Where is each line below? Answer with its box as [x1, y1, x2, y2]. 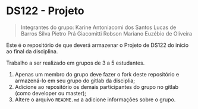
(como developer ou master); [14, 89, 87, 97]
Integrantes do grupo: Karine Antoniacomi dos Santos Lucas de [20, 24, 177, 31]
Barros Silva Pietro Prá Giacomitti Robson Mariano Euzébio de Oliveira [20, 30, 192, 37]
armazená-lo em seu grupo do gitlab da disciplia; [14, 77, 136, 84]
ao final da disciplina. [6, 47, 58, 54]
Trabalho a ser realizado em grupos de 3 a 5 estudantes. [6, 59, 145, 66]
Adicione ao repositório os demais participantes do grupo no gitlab [14, 83, 179, 90]
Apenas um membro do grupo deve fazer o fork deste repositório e [14, 70, 180, 78]
